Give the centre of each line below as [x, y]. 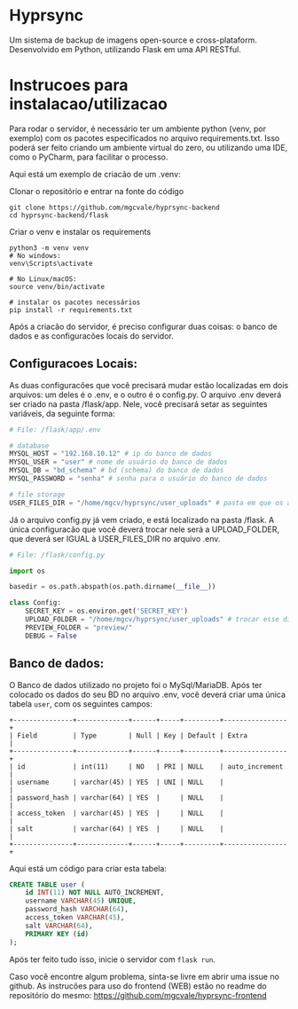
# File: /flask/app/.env [55, 430]
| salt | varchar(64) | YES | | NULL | [117, 829]
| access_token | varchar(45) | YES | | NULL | [117, 813]
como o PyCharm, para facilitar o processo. [89, 157]
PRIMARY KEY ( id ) [57, 934]
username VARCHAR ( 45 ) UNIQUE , [81, 901]
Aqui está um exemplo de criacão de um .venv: [95, 174]
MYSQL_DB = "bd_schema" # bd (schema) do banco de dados [117, 471]
